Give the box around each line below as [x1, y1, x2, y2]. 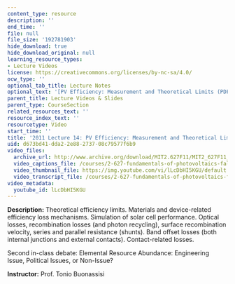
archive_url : [13, 154, 52, 161]
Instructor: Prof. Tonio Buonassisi [7, 270, 105, 278]
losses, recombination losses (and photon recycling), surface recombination [7, 220, 227, 229]
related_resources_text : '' [7, 108, 90, 115]
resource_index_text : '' [7, 114, 80, 121]
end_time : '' [7, 23, 45, 30]
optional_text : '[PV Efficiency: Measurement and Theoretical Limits [7, 88, 215, 95]
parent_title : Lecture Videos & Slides [7, 95, 124, 102]
